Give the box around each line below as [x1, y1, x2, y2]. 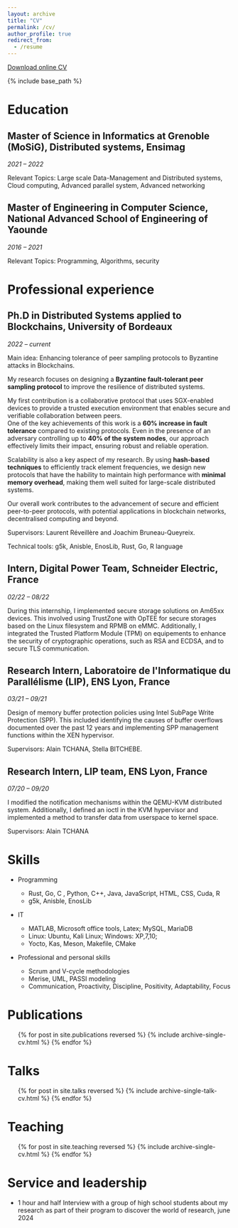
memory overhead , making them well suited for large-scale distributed [7, 478, 215, 486]
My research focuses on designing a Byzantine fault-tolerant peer [7, 375, 204, 383]
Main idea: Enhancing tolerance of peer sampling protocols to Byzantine [7, 353, 219, 362]
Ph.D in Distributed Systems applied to [7, 310, 182, 322]
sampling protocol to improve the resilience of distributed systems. [7, 382, 205, 391]
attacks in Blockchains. [7, 361, 75, 370]
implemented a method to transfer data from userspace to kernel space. [7, 813, 219, 822]
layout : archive [7, 10, 55, 18]
